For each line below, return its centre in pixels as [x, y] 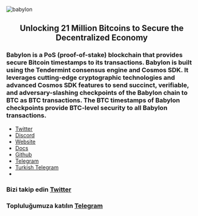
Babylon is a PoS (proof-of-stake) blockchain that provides [94, 55]
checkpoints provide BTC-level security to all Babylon [87, 108]
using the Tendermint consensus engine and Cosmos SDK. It [97, 70]
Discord [25, 135]
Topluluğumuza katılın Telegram [54, 206]
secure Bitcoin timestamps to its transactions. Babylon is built [99, 62]
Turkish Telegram [37, 167]
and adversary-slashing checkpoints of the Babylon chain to [97, 93]
